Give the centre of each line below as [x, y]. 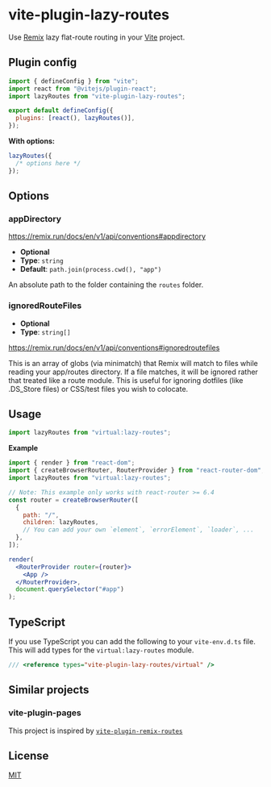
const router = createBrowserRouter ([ [73, 500]
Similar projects [49, 690]
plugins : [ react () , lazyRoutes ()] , [75, 119]
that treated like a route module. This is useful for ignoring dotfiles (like [126, 380]
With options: [31, 141]
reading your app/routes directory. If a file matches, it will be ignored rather [133, 372]
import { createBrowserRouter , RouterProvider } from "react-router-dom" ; [137, 471]
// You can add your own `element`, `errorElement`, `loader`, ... [138, 530]
